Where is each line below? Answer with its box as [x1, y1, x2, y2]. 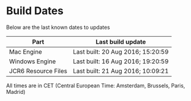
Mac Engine [9, 47, 43, 56]
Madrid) [6, 88, 26, 95]
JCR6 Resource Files [9, 67, 68, 75]
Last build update [95, 37, 147, 45]
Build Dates [6, 4, 64, 18]
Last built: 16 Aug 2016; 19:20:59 [73, 57, 169, 66]
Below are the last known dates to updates [6, 24, 110, 31]
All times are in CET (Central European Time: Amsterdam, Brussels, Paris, [6, 82, 186, 89]
